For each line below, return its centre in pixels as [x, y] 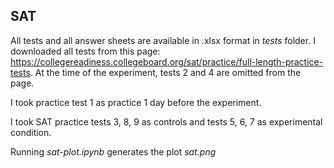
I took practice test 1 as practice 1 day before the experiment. [136, 102]
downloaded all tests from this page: [85, 51]
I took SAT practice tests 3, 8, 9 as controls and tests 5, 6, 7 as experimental [166, 121]
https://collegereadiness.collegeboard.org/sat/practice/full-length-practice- [167, 61]
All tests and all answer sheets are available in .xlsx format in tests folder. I [163, 40]
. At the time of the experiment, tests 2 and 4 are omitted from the [165, 72]
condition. [31, 132]
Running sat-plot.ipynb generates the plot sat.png [113, 151]
